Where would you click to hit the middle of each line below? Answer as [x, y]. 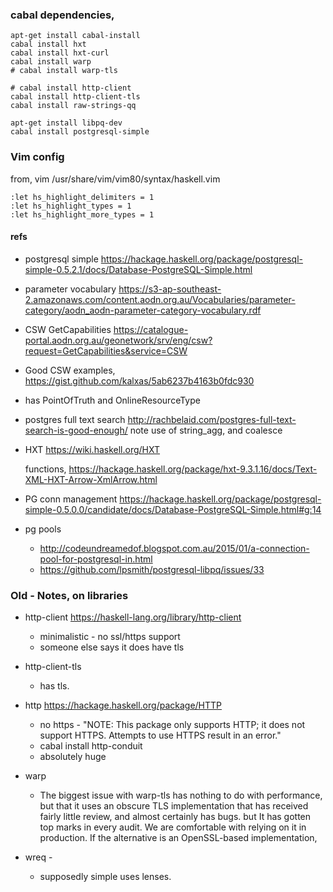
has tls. [54, 686]
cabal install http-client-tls [75, 97]
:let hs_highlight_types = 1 [71, 206]
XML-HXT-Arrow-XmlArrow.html [91, 479]
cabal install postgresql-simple [80, 132]
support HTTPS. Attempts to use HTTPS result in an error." [160, 735]
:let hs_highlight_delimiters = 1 [82, 197]
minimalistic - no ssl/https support [110, 637]
